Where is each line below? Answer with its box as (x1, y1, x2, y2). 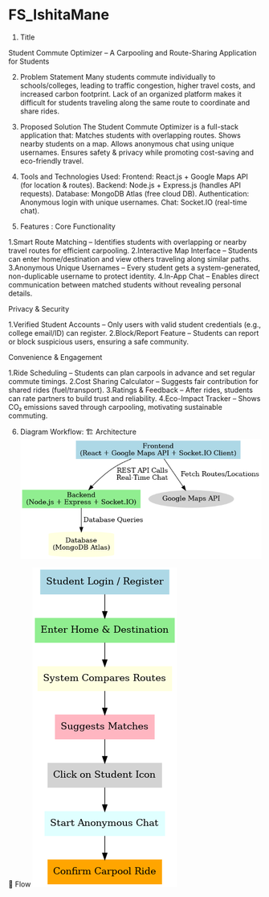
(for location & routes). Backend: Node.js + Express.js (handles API (19, 180, 242, 190)
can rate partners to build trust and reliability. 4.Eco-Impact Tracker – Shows (8, 393, 261, 403)
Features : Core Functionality (19, 221, 116, 231)
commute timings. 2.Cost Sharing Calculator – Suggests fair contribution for (8, 376, 259, 386)
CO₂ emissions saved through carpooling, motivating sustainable (8, 402, 222, 411)
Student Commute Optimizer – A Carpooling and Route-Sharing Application (8, 48, 257, 57)
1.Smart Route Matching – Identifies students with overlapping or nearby (8, 237, 247, 246)
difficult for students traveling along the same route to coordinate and (19, 97, 251, 107)
